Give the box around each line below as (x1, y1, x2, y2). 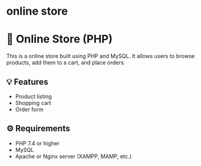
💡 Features (6, 76, 49, 87)
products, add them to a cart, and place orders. (6, 59, 125, 67)
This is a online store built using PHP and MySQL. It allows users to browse (6, 52, 195, 60)
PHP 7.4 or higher (15, 139, 60, 147)
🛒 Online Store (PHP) (6, 32, 113, 46)
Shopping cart (15, 99, 51, 106)
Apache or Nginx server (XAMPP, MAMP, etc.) (15, 153, 132, 160)
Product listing (15, 93, 52, 100)
